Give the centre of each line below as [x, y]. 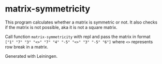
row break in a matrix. [27, 47]
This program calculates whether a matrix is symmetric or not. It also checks [81, 22]
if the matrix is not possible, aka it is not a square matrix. [61, 27]
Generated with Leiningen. [31, 56]
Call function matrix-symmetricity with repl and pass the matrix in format [78, 37]
